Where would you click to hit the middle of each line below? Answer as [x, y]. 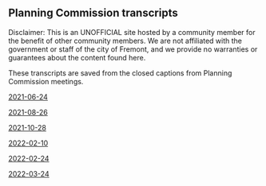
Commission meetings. [46, 81]
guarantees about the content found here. [77, 57]
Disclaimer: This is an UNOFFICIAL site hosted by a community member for [132, 32]
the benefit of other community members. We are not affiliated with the [125, 41]
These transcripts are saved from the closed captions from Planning [120, 73]
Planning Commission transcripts [93, 13]
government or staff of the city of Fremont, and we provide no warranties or [133, 49]
